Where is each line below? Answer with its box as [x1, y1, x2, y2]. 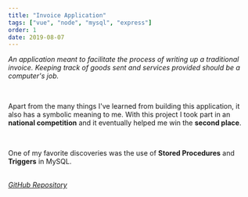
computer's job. [8, 71, 59, 81]
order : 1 [8, 26, 37, 34]
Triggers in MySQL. [8, 157, 72, 167]
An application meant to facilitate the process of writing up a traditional [8, 55, 239, 64]
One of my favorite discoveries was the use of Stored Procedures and [8, 149, 235, 158]
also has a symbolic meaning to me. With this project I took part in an [8, 110, 231, 120]
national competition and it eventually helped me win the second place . [8, 118, 242, 127]
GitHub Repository [8, 181, 68, 190]
